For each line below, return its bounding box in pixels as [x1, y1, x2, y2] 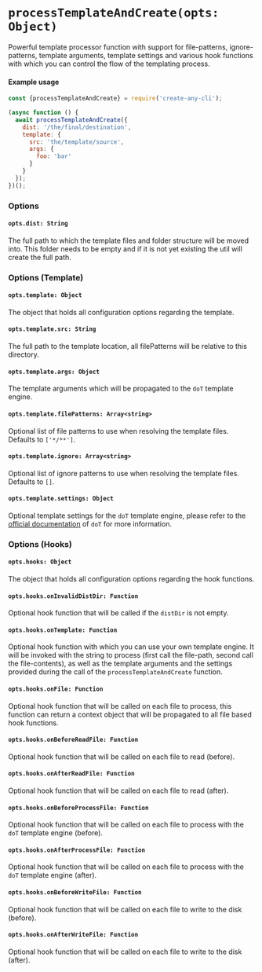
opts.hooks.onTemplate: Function [8, 626, 118, 634]
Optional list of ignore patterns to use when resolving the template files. [8, 468, 239, 478]
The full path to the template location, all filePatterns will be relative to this [8, 342, 247, 351]
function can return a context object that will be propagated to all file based [8, 710, 253, 719]
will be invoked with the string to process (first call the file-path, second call [8, 651, 253, 660]
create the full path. [8, 252, 72, 262]
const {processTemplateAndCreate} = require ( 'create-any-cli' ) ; [8, 94, 223, 103]
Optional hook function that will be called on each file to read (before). [8, 752, 235, 761]
